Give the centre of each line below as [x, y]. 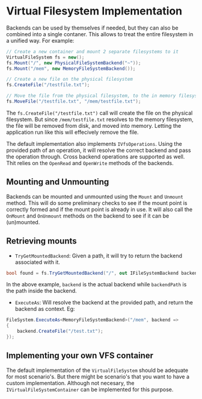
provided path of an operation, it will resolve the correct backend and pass [99, 150]
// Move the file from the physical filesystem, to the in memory [91, 96]
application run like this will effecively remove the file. [73, 132]
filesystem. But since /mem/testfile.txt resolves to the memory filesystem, [100, 119]
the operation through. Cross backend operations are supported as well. [96, 156]
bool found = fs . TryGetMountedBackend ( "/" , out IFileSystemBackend [93, 273]
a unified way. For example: [40, 40]
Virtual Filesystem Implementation [94, 11]
